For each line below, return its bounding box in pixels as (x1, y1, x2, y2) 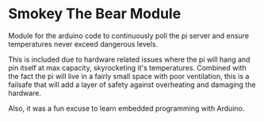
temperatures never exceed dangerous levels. (8, 39, 159, 48)
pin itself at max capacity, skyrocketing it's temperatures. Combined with (8, 62, 247, 72)
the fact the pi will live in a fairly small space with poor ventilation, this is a (8, 71, 250, 81)
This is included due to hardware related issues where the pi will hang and (8, 55, 251, 64)
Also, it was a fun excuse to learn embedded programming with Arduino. (8, 104, 245, 113)
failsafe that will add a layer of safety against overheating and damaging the (8, 80, 256, 89)
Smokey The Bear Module (8, 5, 182, 23)
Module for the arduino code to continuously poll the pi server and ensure (8, 31, 250, 40)
